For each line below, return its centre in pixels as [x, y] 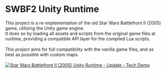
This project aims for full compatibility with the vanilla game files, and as [79, 49]
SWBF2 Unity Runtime [52, 9]
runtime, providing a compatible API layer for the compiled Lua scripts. [78, 39]
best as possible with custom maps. [42, 54]
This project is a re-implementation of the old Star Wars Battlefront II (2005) [83, 23]
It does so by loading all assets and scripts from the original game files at [80, 33]
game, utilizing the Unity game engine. [45, 28]
